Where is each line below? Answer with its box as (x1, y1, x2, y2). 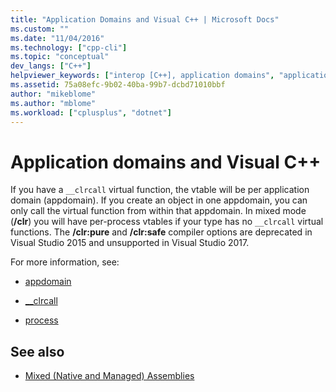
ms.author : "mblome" (10, 98, 97, 108)
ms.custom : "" (10, 24, 70, 34)
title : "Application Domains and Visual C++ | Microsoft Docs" (10, 14, 280, 25)
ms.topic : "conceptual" (10, 52, 110, 62)
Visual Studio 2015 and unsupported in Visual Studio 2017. (10, 237, 250, 249)
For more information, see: (10, 256, 120, 268)
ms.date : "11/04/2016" (10, 33, 105, 43)
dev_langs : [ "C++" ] (10, 61, 92, 71)
